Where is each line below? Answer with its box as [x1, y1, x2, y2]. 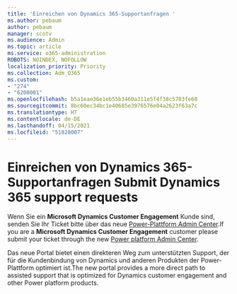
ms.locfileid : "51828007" [7, 129, 83, 136]
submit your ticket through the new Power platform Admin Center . [7, 235, 200, 244]
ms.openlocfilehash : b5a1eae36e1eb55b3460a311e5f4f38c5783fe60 [7, 96, 198, 103]
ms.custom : [7, 76, 40, 83]
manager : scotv [7, 30, 52, 37]
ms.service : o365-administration [7, 50, 106, 57]
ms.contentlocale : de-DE [7, 115, 81, 122]
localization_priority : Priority [7, 63, 106, 70]
